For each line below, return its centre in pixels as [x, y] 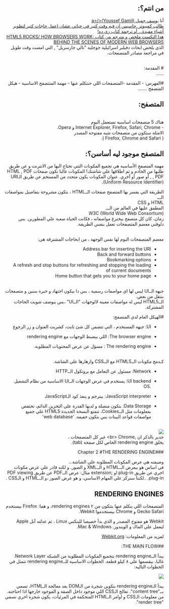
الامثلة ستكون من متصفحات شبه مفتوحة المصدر [119, 132]
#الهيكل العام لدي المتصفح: [138, 317]
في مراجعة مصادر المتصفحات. [135, 53]
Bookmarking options [129, 260]
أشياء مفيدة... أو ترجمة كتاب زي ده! [130, 31]
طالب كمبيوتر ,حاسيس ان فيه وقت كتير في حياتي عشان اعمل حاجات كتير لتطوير [88, 26]
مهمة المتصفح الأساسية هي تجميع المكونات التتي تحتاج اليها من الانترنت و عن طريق [86, 166]
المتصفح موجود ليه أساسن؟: [124, 154]
